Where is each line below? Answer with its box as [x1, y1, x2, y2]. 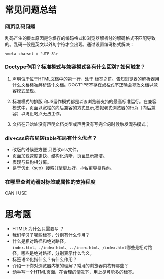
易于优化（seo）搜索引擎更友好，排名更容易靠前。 [12, 165, 114, 171]
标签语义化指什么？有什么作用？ [12, 256, 77, 263]
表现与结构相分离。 [12, 159, 52, 165]
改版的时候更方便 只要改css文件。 [12, 147, 81, 153]
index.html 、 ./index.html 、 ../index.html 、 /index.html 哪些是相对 [12, 244, 148, 251]
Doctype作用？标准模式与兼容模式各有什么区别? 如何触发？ [5, 63, 146, 70]
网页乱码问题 [5, 23, 36, 30]
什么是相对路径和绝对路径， [12, 238, 69, 244]
